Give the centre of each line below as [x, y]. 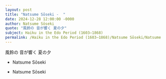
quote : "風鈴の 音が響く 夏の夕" [36, 28]
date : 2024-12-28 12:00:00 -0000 [40, 19]
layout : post [19, 10]
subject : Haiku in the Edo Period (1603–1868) [54, 33]
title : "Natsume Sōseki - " [35, 14]
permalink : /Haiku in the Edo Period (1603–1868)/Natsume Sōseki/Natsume [83, 38]
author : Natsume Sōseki [30, 24]
